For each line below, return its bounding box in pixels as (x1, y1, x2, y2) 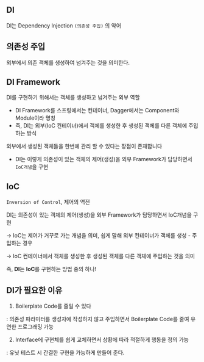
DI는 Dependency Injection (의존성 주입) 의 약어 (6, 21, 122, 29)
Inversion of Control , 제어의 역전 (6, 198, 90, 206)
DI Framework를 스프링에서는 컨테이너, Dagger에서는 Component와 (15, 107, 180, 114)
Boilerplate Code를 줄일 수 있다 (15, 302, 91, 310)
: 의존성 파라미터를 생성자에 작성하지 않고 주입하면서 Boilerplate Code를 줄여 (6, 316, 190, 323)
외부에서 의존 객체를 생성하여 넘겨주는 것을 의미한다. (6, 59, 130, 66)
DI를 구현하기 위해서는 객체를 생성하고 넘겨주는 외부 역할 (6, 94, 140, 101)
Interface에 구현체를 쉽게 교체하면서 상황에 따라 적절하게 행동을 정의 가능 (15, 336, 189, 344)
